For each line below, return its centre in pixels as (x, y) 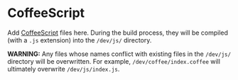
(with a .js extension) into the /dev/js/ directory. (80, 40)
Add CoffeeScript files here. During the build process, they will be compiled (118, 33)
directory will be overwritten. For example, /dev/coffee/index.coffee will (114, 61)
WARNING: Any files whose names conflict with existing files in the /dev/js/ (119, 54)
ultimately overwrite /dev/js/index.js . (64, 69)
